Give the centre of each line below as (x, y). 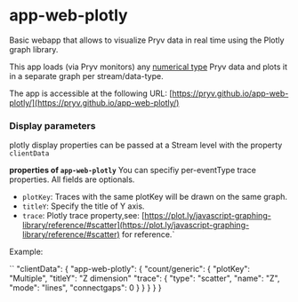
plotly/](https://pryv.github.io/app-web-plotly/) (94, 102)
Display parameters (52, 125)
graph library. (34, 49)
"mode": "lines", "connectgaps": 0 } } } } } (85, 288)
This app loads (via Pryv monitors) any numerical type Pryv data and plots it (148, 67)
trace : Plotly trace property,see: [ (83, 216)
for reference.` (148, 234)
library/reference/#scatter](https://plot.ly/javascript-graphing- (136, 225)
